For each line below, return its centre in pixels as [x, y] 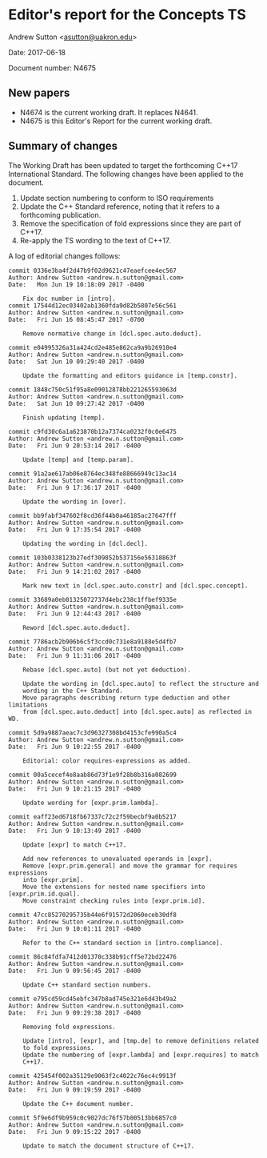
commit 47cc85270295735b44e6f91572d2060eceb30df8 [93, 915]
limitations [28, 705]
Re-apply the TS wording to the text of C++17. [95, 240]
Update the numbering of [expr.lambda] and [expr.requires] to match [141, 1055]
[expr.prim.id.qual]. [44, 894]
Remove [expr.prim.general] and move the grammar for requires [130, 866]
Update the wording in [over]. [75, 502]
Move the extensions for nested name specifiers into [114, 887]
